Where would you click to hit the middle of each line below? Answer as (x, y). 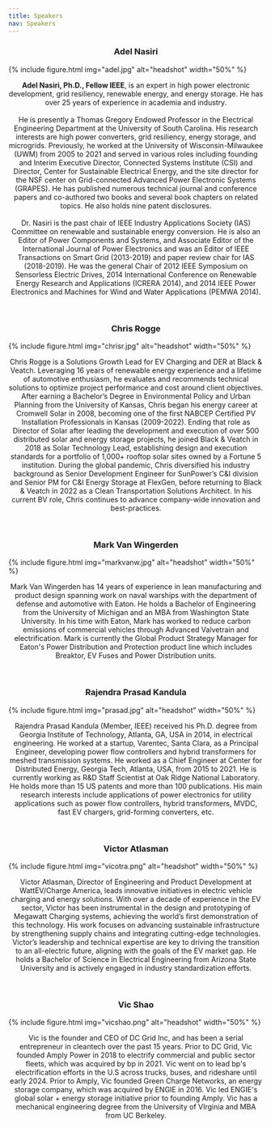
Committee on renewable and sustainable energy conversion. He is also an (136, 231)
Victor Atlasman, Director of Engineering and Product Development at (136, 882)
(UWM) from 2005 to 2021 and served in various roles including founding (136, 154)
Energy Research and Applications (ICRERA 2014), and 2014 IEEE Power (136, 283)
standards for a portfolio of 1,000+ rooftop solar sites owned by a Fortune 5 (136, 457)
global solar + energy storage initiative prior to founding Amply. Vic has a (136, 1098)
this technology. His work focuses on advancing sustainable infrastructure (136, 925)
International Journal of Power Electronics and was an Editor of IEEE (136, 249)
